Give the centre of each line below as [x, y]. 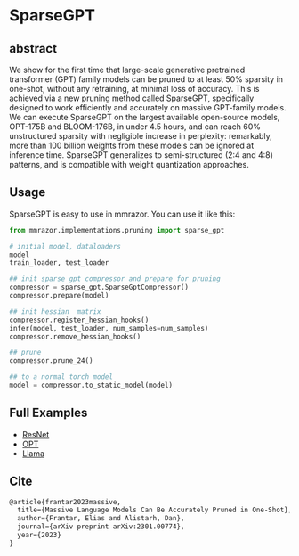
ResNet [36, 434]
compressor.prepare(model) [59, 296]
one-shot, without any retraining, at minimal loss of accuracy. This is [134, 89]
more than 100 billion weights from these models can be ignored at [132, 145]
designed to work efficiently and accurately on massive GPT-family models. [148, 107]
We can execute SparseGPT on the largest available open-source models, [145, 117]
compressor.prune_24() [51, 361]
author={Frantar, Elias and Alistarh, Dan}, [101, 519]
